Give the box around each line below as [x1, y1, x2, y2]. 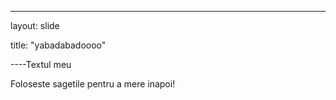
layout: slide [10, 20, 60, 31]
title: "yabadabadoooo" [10, 39, 107, 51]
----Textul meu [10, 59, 72, 70]
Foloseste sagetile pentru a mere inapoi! [10, 78, 176, 90]
